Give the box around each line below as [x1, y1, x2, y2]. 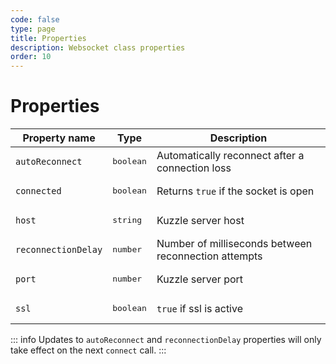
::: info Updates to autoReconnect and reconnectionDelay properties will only [10, 334, 322, 346]
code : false [10, 14, 60, 25]
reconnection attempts [156, 249, 263, 263]
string [112, 215, 143, 226]
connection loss [156, 161, 232, 175]
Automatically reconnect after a [156, 148, 305, 162]
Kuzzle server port [156, 272, 244, 286]
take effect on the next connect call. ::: [10, 344, 167, 356]
